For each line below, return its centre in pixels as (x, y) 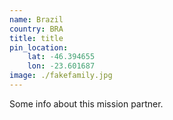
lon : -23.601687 (61, 66)
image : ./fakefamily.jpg (61, 76)
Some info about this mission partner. (86, 103)
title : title (36, 38)
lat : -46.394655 (61, 57)
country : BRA (36, 29)
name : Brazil (36, 19)
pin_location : (39, 47)
